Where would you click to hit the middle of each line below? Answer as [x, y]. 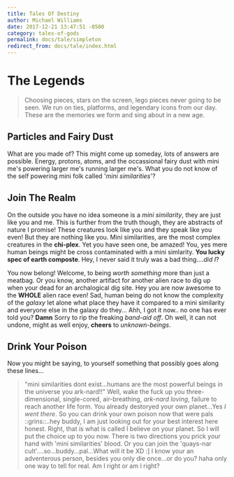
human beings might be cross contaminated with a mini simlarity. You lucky [116, 251]
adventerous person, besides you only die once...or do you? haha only [125, 459]
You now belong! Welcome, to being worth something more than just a [108, 272]
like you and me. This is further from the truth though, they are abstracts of [115, 222]
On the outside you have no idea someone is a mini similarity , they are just [114, 214]
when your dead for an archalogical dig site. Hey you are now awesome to [114, 288]
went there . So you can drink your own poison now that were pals [119, 414]
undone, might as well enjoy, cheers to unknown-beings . [89, 325]
